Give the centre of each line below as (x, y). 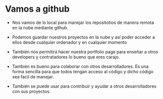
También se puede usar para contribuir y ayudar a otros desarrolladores (84, 86)
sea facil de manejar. (33, 77)
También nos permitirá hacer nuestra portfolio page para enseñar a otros (85, 52)
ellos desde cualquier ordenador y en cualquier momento (70, 42)
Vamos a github (37, 9)
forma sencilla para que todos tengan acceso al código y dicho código (83, 71)
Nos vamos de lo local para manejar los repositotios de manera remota (83, 22)
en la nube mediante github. (40, 27)
